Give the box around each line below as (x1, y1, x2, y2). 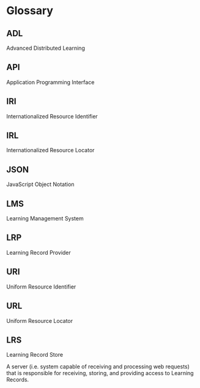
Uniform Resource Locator (6, 317, 73, 324)
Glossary (6, 4, 54, 18)
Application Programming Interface (6, 78, 95, 86)
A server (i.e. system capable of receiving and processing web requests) (6, 363, 190, 370)
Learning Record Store (6, 351, 63, 359)
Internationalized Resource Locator (6, 147, 95, 154)
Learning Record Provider (6, 249, 72, 256)
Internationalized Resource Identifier (6, 112, 98, 120)
